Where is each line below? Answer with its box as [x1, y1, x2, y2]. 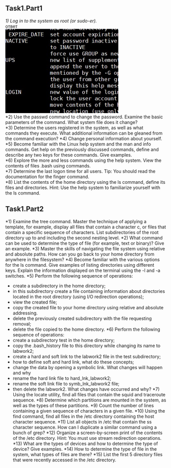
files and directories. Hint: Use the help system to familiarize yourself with [5, 184, 161, 190]
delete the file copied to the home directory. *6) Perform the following [12, 326, 161, 332]
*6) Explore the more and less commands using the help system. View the [5, 157, 162, 163]
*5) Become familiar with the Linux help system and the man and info [5, 141, 152, 147]
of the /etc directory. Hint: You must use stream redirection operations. [12, 435, 162, 441]
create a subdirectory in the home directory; [12, 283, 106, 289]
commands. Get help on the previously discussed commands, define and [5, 146, 159, 153]
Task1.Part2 [5, 205, 44, 214]
